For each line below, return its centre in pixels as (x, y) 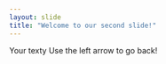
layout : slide (36, 17)
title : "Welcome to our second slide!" (83, 25)
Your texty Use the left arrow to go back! (83, 50)
